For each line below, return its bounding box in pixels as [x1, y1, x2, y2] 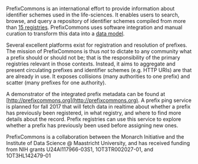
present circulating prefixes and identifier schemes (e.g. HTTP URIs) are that [6, 67, 192, 73]
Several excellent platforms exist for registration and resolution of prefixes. [6, 41, 187, 48]
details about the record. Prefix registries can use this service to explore [6, 116, 181, 123]
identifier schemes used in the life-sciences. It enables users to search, [6, 11, 180, 18]
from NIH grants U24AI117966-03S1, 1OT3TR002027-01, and [6, 146, 154, 153]
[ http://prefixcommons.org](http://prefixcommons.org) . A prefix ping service [6, 97, 192, 104]
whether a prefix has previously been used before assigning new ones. [6, 122, 179, 129]
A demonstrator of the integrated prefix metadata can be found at [6, 91, 166, 97]
